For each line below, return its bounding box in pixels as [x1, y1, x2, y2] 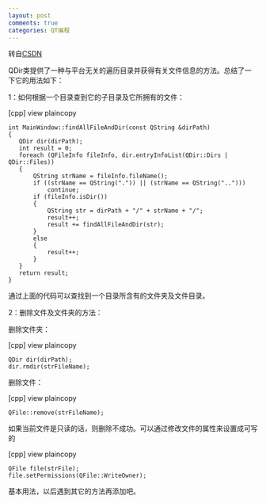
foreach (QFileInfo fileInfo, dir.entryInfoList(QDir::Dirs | [18, 151, 228, 159]
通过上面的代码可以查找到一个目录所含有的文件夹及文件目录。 [8, 291, 210, 301]
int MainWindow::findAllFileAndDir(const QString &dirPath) [8, 124, 211, 131]
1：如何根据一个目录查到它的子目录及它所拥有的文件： [8, 93, 184, 102]
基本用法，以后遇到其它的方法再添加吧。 [8, 486, 140, 496]
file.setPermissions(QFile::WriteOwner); [8, 472, 147, 480]
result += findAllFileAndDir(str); [47, 221, 165, 229]
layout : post [8, 11, 51, 20]
